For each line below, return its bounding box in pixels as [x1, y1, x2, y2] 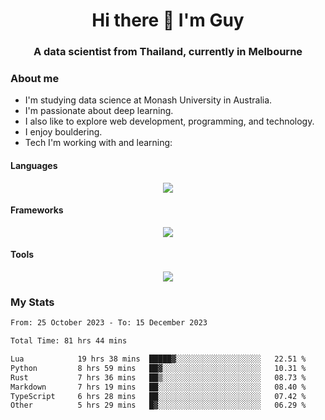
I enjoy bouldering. [24, 126, 103, 138]
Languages [10, 160, 58, 171]
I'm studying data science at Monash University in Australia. [24, 94, 273, 106]
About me [10, 72, 60, 86]
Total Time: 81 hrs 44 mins [10, 336, 128, 346]
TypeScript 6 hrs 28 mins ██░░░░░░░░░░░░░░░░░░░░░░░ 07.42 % [10, 391, 307, 401]
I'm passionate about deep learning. [24, 105, 174, 117]
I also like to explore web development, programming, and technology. [24, 115, 315, 128]
